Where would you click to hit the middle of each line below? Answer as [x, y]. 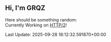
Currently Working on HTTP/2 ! [36, 25]
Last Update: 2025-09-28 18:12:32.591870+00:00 [56, 34]
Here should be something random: [41, 20]
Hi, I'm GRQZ [25, 8]
